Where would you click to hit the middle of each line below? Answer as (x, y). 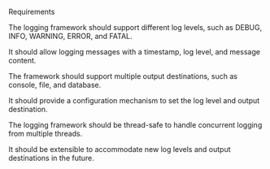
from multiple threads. (46, 134)
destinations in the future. (52, 158)
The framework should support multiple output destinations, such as (123, 76)
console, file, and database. (55, 85)
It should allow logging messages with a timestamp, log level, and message (134, 52)
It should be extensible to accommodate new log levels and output (120, 149)
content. (22, 61)
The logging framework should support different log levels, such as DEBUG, (135, 27)
